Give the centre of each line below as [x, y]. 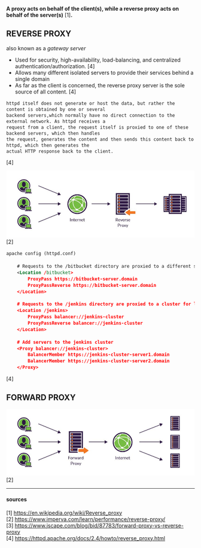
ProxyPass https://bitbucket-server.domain [83, 279]
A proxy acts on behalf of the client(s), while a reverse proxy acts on [93, 9]
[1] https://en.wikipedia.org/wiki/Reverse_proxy [64, 513]
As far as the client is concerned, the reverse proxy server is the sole [100, 85]
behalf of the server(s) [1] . [39, 15]
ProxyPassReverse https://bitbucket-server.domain [92, 285]
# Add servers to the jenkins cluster [65, 342]
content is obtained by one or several [56, 109]
